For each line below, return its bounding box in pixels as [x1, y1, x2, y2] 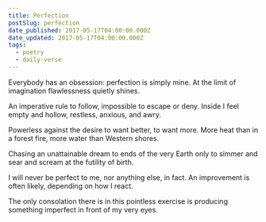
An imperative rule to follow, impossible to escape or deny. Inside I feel [8, 101, 240, 111]
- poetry [15, 48, 44, 56]
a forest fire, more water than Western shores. [8, 133, 160, 143]
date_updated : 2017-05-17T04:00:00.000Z [8, 33, 145, 42]
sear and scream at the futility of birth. [8, 157, 134, 166]
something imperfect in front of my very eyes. [8, 205, 159, 214]
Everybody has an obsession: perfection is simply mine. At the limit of [8, 77, 237, 87]
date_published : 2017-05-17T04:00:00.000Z [8, 26, 151, 34]
